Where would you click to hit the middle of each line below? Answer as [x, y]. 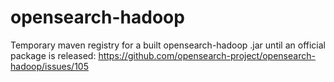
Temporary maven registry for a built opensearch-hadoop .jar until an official [168, 45]
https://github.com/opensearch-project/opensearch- [207, 55]
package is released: [53, 55]
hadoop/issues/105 [49, 66]
